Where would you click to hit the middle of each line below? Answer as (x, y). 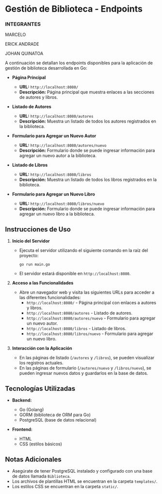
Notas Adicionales (33, 459)
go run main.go (34, 265)
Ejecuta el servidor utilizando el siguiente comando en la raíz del (84, 250)
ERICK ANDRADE (22, 44)
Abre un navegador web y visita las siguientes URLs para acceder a (87, 292)
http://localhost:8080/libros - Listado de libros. (76, 329)
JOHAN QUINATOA (24, 53)
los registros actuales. (41, 363)
